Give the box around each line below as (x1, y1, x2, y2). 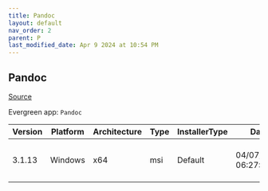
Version (12, 126, 43, 137)
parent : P (8, 33, 41, 42)
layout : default (8, 19, 62, 27)
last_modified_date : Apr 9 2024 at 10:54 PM (8, 41, 159, 49)
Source (8, 92, 32, 101)
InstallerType (176, 126, 229, 137)
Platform (50, 126, 85, 137)
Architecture (93, 126, 142, 137)
